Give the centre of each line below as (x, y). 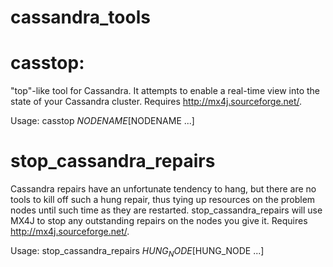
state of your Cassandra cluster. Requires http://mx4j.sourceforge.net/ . (156, 102)
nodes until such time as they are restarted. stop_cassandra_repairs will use (166, 210)
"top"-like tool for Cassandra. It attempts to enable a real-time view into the (165, 91)
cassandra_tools (80, 17)
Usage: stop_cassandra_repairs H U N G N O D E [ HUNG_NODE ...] (137, 252)
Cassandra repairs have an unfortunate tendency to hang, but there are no (163, 189)
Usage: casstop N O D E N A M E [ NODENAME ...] (102, 121)
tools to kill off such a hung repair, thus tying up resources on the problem (163, 200)
